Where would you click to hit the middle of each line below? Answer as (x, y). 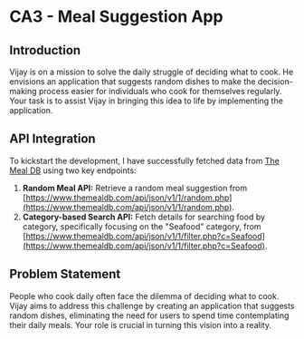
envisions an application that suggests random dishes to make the (133, 82)
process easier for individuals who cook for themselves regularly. (160, 91)
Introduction (45, 50)
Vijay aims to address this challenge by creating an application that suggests (152, 305)
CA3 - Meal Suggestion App (116, 17)
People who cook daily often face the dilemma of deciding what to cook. (144, 295)
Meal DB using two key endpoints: (73, 170)
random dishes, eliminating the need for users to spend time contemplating (149, 315)
